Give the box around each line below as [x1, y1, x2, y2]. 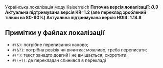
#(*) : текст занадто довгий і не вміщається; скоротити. [12, 52, 128, 58]
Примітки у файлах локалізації [5, 29, 105, 37]
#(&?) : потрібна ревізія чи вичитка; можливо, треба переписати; [12, 46, 147, 53]
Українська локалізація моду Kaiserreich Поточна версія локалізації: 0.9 [5, 4, 158, 10]
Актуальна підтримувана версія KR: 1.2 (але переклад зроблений [5, 9, 146, 15]
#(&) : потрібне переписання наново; [12, 42, 89, 47]
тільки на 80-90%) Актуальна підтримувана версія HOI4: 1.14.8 [5, 15, 142, 20]
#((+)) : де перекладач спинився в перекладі [12, 57, 106, 63]
